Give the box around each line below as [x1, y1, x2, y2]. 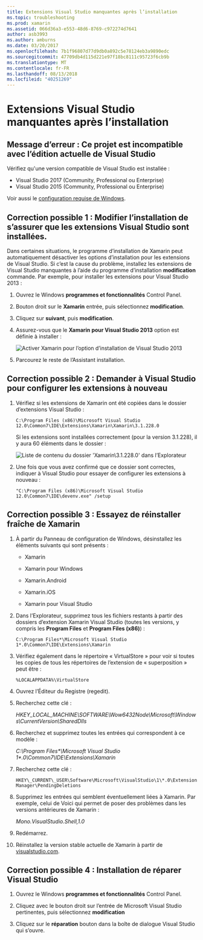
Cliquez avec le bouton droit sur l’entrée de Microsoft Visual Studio [15, 902, 182, 910]
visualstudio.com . [15, 847, 60, 855]
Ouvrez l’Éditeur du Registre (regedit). [15, 688, 111, 695]
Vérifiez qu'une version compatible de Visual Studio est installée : [7, 165, 170, 173]
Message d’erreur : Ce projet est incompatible [7, 139, 183, 150]
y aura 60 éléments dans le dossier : [15, 439, 106, 447]
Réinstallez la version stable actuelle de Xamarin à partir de [15, 841, 163, 848]
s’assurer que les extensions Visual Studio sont [7, 222, 190, 232]
